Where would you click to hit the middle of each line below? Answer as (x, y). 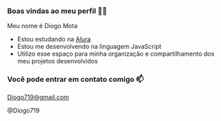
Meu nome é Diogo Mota (42, 26)
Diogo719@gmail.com (38, 97)
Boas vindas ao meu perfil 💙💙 (57, 11)
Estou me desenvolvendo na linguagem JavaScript (89, 47)
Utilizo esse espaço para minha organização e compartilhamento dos (116, 54)
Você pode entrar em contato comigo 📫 (75, 80)
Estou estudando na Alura (54, 39)
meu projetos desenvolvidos (57, 61)
